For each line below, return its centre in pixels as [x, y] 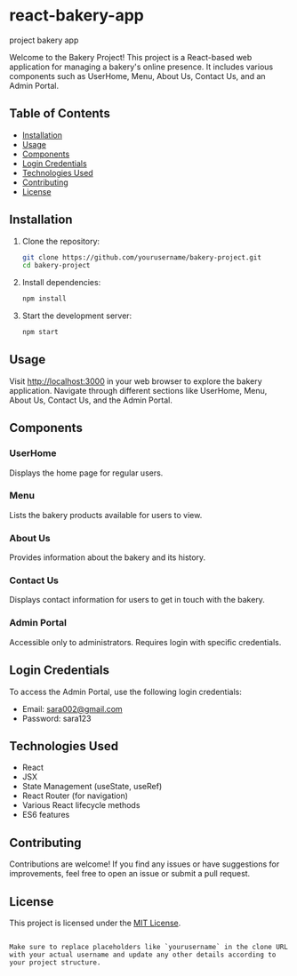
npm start [40, 332]
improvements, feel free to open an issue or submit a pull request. [130, 874]
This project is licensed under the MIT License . [95, 923]
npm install [44, 299]
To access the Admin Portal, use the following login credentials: [125, 692]
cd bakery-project [56, 266]
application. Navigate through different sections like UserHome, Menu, [138, 390]
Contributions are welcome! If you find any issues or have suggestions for [144, 864]
